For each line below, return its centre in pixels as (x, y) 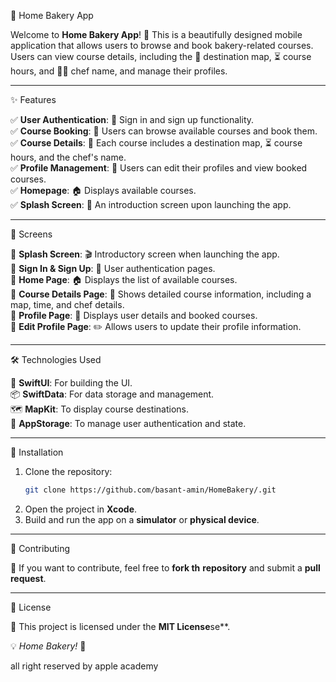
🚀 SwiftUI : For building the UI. (71, 383)
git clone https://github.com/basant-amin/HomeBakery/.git (150, 490)
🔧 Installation (37, 452)
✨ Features (33, 99)
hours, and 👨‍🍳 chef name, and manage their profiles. (119, 71)
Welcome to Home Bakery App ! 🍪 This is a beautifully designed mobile (156, 34)
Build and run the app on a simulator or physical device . (142, 519)
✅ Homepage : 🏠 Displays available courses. (103, 190)
